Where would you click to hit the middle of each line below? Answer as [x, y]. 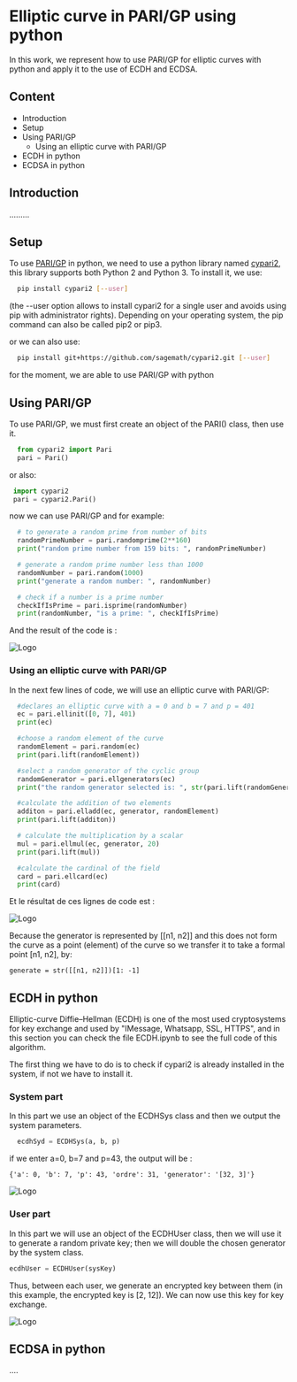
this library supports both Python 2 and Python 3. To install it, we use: [136, 273]
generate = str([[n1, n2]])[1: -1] [75, 971]
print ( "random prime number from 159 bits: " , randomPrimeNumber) [142, 549]
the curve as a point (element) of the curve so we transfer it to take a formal [147, 945]
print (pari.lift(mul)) [59, 852]
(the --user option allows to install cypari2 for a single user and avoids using [148, 306]
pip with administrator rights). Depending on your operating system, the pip [146, 315]
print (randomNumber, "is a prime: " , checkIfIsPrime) [118, 614]
